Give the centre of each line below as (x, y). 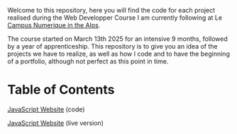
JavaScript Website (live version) (56, 123)
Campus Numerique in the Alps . (54, 25)
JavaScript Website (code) (46, 109)
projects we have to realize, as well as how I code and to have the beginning (119, 54)
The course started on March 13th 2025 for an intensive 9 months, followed (118, 39)
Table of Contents (61, 90)
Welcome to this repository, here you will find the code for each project (111, 10)
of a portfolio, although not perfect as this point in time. (88, 61)
